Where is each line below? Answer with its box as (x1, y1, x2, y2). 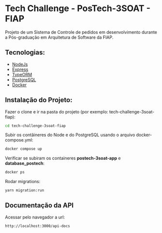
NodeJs (12, 61, 28, 67)
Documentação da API (5, 202, 74, 210)
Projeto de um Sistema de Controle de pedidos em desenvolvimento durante (5, 29, 157, 35)
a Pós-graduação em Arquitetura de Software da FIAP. (5, 34, 114, 40)
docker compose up (5, 146, 42, 152)
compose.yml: (5, 137, 33, 143)
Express (12, 66, 29, 72)
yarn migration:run (5, 188, 44, 193)
